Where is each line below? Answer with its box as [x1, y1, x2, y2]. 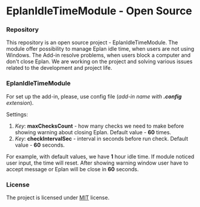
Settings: [6, 110, 28, 118]
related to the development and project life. [6, 64, 112, 72]
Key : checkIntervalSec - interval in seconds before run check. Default [14, 135, 188, 142]
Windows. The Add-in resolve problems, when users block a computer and [6, 52, 191, 59]
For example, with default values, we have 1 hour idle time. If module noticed [6, 153, 195, 160]
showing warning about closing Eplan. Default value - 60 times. [14, 128, 171, 135]
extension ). [6, 99, 34, 106]
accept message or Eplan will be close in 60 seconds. [6, 165, 139, 172]
